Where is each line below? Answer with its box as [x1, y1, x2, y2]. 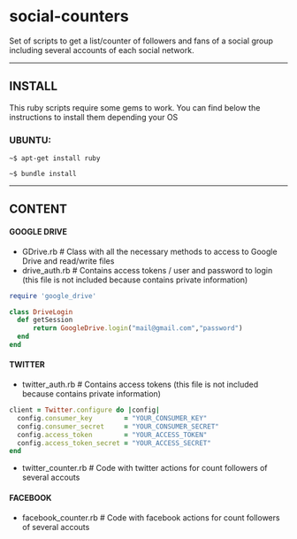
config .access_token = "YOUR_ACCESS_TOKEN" [17, 430, 208, 439]
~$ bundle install [9, 170, 77, 179]
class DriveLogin [9, 307, 73, 316]
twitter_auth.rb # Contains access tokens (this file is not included [21, 379, 259, 390]
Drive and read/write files [21, 255, 115, 266]
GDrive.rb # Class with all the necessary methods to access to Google [21, 246, 278, 257]
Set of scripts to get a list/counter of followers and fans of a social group [9, 35, 274, 46]
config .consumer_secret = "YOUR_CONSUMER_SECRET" [17, 422, 219, 431]
